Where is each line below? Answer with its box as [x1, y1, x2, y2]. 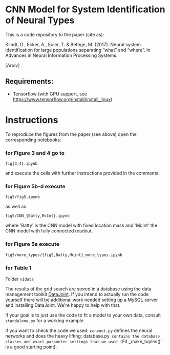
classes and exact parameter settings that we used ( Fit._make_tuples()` [5, 338, 162, 344]
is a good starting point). [5, 344, 57, 350]
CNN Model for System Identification [5, 4, 165, 15]
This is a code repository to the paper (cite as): [5, 31, 104, 37]
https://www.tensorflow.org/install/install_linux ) [12, 96, 113, 102]
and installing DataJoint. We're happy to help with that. [5, 302, 121, 308]
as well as [5, 204, 27, 210]
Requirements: [5, 77, 54, 86]
